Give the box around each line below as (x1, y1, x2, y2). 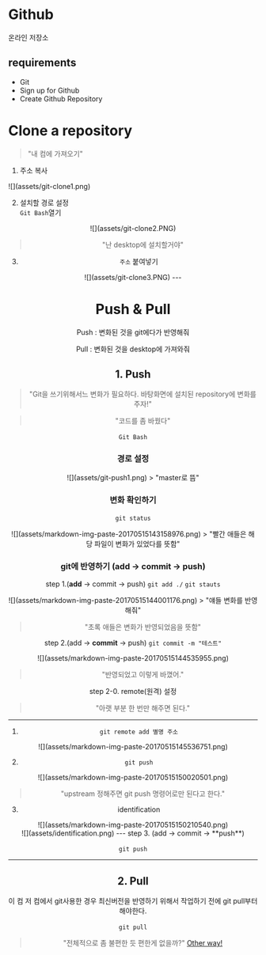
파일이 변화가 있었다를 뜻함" (93, 540, 180, 549)
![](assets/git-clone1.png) (8, 181, 91, 191)
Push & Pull (95, 300, 171, 318)
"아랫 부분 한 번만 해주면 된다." (95, 703, 190, 713)
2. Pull (117, 874, 149, 888)
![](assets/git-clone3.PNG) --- (84, 272, 182, 282)
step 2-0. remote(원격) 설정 (89, 687, 177, 696)
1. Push (115, 368, 151, 381)
